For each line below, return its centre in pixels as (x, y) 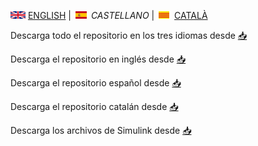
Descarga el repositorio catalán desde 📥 (94, 106)
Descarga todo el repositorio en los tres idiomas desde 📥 (129, 35)
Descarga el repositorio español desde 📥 (96, 83)
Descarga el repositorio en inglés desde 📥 (98, 59)
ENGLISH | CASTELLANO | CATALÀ (117, 15)
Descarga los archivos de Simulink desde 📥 (101, 130)
